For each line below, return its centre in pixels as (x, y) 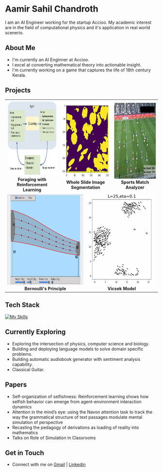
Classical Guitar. (28, 369)
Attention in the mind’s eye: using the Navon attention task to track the (82, 412)
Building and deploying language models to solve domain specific (78, 349)
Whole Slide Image (86, 182)
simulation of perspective (37, 422)
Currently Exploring (35, 332)
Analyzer (135, 187)
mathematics (25, 432)
